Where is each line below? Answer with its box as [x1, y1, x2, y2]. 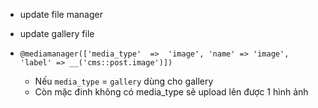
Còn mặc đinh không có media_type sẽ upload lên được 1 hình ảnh [34, 86, 309, 98]
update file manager [19, 9, 103, 20]
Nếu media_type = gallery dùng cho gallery [34, 75, 214, 87]
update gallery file [19, 28, 95, 39]
